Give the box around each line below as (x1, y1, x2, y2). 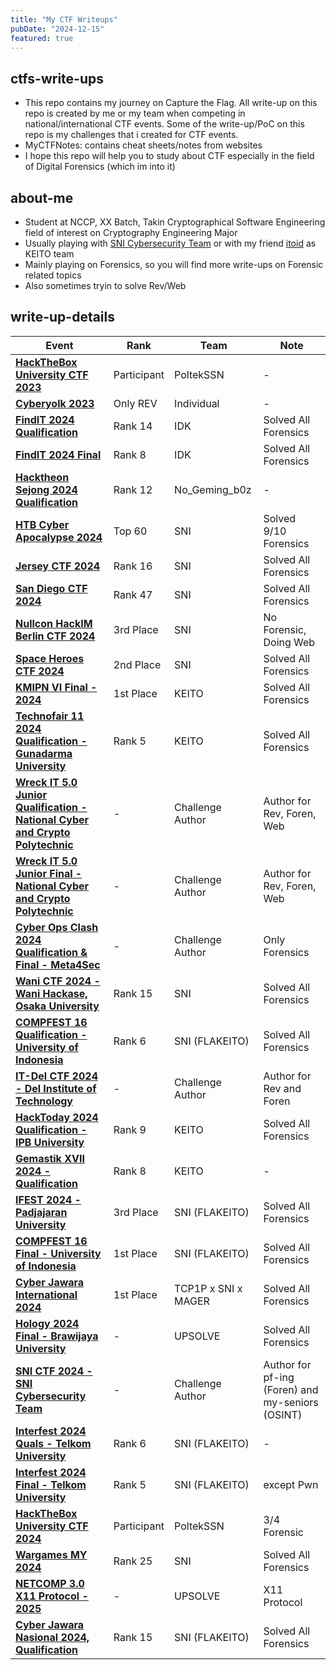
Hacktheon (15, 470, 70, 484)
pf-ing (263, 1370, 295, 1384)
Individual (174, 396, 220, 410)
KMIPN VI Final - (15, 680, 98, 694)
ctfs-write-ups (10, 70, 105, 87)
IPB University (15, 1135, 85, 1149)
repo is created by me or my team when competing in (24, 107, 246, 120)
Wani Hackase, (15, 986, 88, 1000)
